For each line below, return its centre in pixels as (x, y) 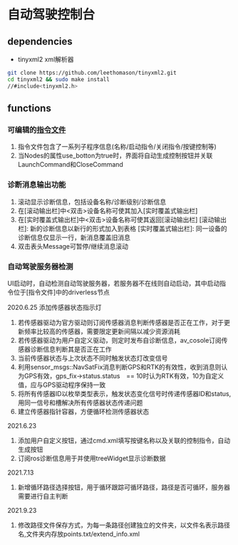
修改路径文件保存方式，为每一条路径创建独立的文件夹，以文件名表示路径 (124, 525)
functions (29, 109)
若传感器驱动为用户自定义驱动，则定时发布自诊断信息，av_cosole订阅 (120, 340)
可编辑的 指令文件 (37, 130)
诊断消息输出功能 (37, 185)
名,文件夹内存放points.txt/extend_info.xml (79, 534)
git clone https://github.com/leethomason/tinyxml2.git (92, 73)
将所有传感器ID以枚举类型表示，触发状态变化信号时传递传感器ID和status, (124, 393)
